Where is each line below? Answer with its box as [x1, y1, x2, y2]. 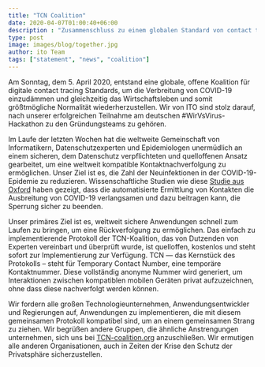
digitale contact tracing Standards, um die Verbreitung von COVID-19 [8, 85, 233, 95]
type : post [8, 33, 44, 42]
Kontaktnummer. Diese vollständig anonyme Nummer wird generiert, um [8, 267, 243, 276]
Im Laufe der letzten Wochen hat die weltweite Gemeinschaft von [8, 134, 221, 144]
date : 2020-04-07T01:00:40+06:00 [8, 19, 118, 27]
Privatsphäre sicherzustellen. [8, 349, 103, 359]
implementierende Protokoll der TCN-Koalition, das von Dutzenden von [8, 234, 239, 243]
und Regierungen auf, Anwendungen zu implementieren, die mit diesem [8, 307, 241, 316]
